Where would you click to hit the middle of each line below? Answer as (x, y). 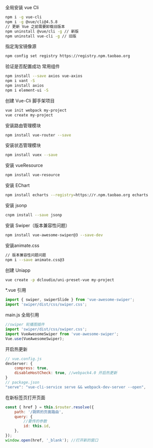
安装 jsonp (16, 205)
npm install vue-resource (32, 175)
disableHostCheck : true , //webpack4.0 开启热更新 (66, 373)
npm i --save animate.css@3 (35, 260)
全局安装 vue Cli (22, 7)
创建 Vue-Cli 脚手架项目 (30, 100)
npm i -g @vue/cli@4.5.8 (31, 22)
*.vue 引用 (16, 290)
